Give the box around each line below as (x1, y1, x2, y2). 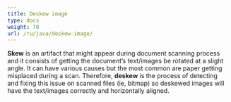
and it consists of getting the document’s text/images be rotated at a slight (7, 57, 224, 65)
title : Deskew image (7, 10, 69, 18)
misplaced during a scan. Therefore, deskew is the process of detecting (7, 72, 218, 80)
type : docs (7, 17, 40, 24)
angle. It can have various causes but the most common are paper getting (7, 64, 223, 72)
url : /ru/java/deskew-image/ (7, 30, 93, 37)
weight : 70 (7, 23, 40, 30)
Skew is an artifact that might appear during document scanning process (7, 49, 220, 58)
